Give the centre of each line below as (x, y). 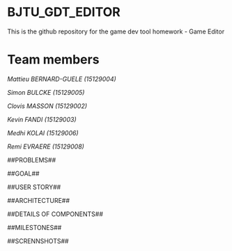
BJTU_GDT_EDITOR (64, 12)
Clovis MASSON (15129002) (47, 106)
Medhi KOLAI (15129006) (43, 132)
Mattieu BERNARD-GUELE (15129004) (62, 79)
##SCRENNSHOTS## (38, 241)
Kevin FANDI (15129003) (42, 119)
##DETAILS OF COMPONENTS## (55, 214)
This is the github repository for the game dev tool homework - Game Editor (116, 31)
